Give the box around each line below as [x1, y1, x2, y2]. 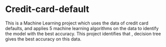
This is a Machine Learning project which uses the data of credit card [5, 20, 149, 26]
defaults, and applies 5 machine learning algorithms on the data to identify [5, 25, 159, 31]
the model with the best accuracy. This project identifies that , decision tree [5, 30, 161, 36]
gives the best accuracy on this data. [5, 36, 82, 42]
